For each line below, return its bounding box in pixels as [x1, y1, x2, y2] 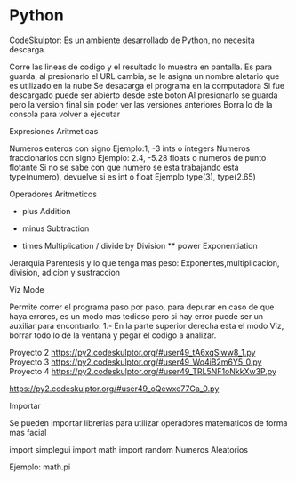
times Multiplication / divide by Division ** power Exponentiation [21, 240, 258, 251]
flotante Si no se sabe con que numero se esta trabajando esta [9, 162, 239, 172]
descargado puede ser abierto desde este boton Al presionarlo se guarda [9, 90, 278, 100]
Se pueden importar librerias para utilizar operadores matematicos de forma [9, 417, 288, 428]
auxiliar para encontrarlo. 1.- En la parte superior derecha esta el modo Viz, [9, 320, 284, 331]
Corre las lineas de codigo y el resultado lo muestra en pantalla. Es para [9, 61, 273, 72]
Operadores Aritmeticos [9, 188, 98, 199]
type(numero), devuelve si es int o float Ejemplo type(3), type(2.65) [9, 171, 256, 182]
